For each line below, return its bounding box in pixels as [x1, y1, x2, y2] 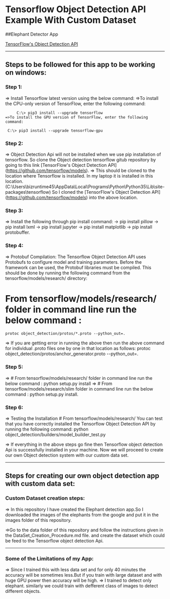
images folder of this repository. [5, 517, 72, 523]
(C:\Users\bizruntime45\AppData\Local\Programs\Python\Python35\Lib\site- [5, 184, 165, 190]
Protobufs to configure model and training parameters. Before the [5, 259, 142, 265]
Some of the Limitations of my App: [5, 555, 94, 562]
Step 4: [5, 242, 24, 249]
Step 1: [5, 84, 22, 91]
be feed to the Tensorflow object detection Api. [5, 538, 104, 544]
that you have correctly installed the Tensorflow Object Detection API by [5, 421, 156, 427]
